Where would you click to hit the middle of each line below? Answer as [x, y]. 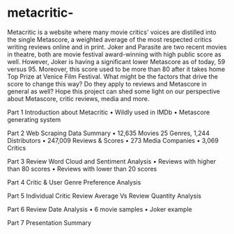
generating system [34, 119]
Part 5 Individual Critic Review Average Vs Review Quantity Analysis [104, 196]
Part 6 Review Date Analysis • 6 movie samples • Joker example [100, 209]
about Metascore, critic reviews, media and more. [78, 98]
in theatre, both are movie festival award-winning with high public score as [114, 54]
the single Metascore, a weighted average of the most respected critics [110, 39]
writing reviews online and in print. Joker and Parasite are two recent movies [117, 47]
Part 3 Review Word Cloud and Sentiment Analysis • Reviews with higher [112, 161]
